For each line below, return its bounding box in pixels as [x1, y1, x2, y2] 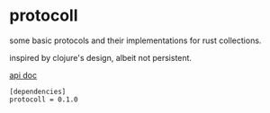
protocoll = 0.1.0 [9, 95, 78, 104]
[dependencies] [9, 87, 67, 96]
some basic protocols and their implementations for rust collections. [9, 35, 262, 46]
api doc [9, 69, 38, 81]
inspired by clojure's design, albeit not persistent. [9, 52, 192, 63]
